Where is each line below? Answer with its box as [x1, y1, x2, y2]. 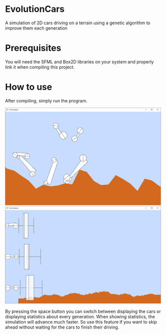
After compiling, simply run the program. [5, 97, 88, 103]
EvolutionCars [5, 3, 65, 15]
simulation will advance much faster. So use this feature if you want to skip [5, 319, 157, 325]
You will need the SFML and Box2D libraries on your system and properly [5, 58, 154, 65]
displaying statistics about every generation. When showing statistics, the [5, 313, 155, 320]
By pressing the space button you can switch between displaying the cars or [5, 308, 161, 314]
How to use [5, 82, 52, 93]
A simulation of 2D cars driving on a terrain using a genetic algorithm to [5, 20, 151, 26]
